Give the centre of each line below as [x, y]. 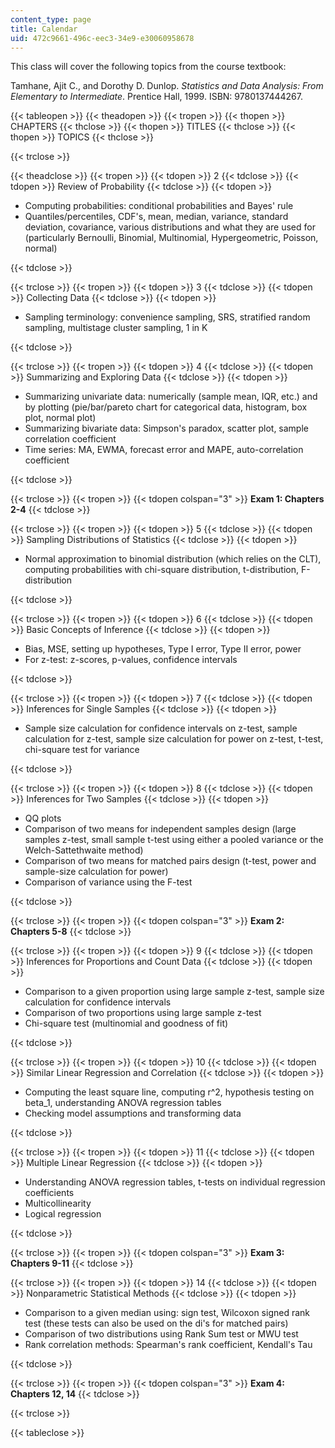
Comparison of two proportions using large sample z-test [143, 1013]
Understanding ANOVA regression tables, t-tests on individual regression [175, 1182]
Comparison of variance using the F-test [108, 882]
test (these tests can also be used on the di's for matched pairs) [156, 1323]
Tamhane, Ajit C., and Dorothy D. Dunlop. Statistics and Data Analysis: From [167, 86]
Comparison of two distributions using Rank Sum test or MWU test [161, 1334]
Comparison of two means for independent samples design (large [160, 829]
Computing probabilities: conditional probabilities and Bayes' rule [159, 206]
